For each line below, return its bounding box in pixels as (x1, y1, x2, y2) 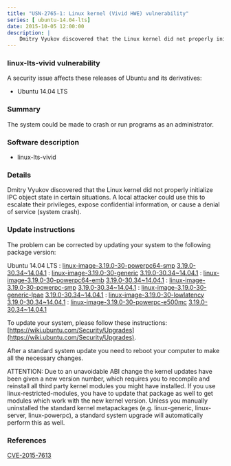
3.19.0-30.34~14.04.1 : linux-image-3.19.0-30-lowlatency (45, 290, 205, 299)
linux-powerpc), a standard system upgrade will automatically (28, 411, 203, 419)
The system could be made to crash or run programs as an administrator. (7, 120, 214, 128)
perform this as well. (7, 418, 65, 427)
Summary (7, 105, 41, 114)
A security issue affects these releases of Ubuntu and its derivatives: (7, 74, 202, 83)
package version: (7, 248, 56, 256)
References (7, 435, 47, 445)
